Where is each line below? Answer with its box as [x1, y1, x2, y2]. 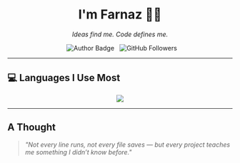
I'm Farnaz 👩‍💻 [78, 6, 162, 23]
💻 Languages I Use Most [7, 72, 121, 84]
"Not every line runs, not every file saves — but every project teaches [24, 140, 231, 149]
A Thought [7, 121, 56, 134]
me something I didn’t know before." [24, 147, 132, 156]
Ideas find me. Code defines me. [71, 30, 169, 38]
